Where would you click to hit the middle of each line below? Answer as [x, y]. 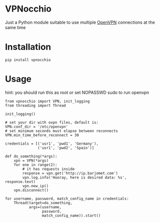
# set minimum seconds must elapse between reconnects [62, 131]
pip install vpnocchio [28, 60]
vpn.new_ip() [36, 186]
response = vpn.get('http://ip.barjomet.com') [70, 173]
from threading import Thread [36, 105]
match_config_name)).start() [71, 216]
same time [16, 27]
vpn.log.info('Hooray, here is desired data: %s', [75, 178]
